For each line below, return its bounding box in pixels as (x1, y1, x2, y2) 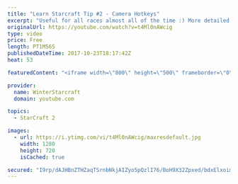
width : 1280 (20, 140, 55, 147)
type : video (7, 30, 42, 38)
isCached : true (20, 154, 65, 161)
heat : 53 (7, 57, 33, 64)
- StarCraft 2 (13, 115, 55, 122)
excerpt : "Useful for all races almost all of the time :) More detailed (7, 17, 230, 24)
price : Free (7, 37, 42, 44)
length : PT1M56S (7, 43, 55, 50)
